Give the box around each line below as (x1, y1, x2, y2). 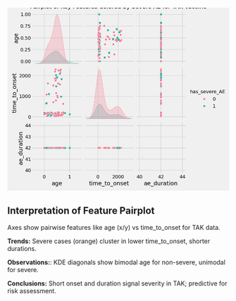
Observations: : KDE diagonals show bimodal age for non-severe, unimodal (7, 258, 225, 266)
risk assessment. (7, 287, 56, 295)
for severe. (7, 266, 39, 274)
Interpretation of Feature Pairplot (7, 204, 155, 216)
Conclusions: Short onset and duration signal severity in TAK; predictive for (7, 279, 228, 288)
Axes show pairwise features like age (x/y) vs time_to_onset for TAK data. (7, 223, 221, 232)
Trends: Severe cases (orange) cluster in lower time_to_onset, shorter (7, 237, 211, 245)
